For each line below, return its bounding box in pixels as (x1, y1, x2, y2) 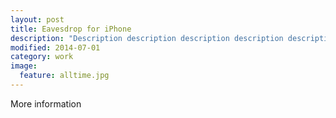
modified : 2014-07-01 (10, 42, 101, 53)
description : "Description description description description (10, 33, 284, 43)
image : (10, 61, 38, 71)
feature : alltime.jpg (19, 71, 110, 81)
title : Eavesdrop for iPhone (10, 24, 132, 34)
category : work (10, 52, 74, 62)
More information (10, 97, 82, 110)
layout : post (10, 14, 65, 25)
